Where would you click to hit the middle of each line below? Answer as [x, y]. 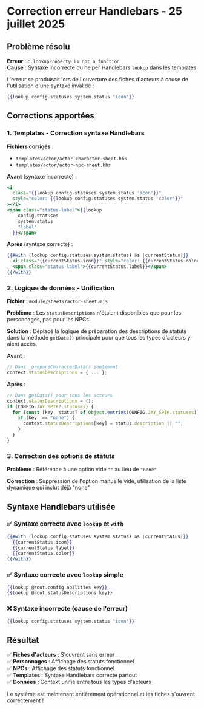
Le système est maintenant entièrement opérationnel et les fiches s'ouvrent [101, 694]
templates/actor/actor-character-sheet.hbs [71, 159]
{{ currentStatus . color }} [44, 553]
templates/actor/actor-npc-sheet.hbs [63, 165]
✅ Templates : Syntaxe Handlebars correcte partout [72, 675]
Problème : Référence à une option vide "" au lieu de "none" [82, 470]
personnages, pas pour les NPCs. [49, 320]
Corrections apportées [51, 116]
